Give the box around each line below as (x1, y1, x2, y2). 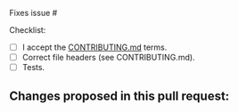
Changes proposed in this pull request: (9, 88, 230, 103)
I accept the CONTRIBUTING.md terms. (21, 42, 168, 52)
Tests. (21, 62, 45, 73)
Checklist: (9, 25, 46, 35)
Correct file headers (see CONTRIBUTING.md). (21, 52, 195, 63)
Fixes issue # (9, 8, 58, 18)
